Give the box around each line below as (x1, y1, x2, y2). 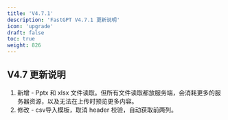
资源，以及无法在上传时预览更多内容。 (29, 97, 138, 105)
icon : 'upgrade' (7, 23, 54, 29)
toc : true (7, 36, 36, 43)
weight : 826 (7, 42, 41, 49)
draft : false (7, 29, 45, 36)
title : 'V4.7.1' (7, 10, 54, 17)
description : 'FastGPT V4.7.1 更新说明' (7, 16, 120, 23)
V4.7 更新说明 (7, 69, 67, 81)
